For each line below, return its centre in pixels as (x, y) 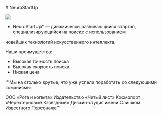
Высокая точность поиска (41, 61)
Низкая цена (26, 72)
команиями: (18, 87)
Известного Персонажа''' (33, 108)
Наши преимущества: (29, 52)
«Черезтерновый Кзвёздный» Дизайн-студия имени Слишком (73, 103)
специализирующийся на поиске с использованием (69, 32)
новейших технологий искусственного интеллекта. (60, 42)
